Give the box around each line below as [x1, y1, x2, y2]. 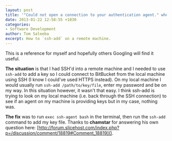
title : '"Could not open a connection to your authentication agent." [5, 12, 159, 17]
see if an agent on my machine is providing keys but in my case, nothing [5, 98, 158, 104]
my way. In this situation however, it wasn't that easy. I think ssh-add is [5, 87, 155, 93]
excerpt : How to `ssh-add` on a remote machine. [5, 36, 111, 42]
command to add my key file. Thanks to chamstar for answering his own [5, 119, 159, 125]
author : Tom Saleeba [5, 31, 50, 36]
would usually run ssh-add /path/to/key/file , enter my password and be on [5, 82, 167, 88]
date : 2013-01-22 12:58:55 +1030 [5, 17, 77, 22]
